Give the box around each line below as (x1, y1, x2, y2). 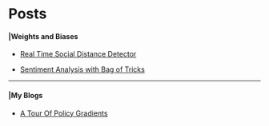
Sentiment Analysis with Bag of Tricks (19, 65, 146, 74)
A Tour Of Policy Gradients (19, 108, 108, 118)
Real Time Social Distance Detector (19, 49, 137, 59)
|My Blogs (8, 90, 43, 100)
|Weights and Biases (8, 31, 78, 41)
